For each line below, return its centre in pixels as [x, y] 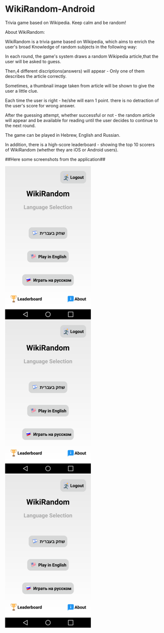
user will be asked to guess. [33, 61]
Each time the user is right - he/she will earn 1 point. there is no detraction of [82, 100]
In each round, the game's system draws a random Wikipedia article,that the [82, 56]
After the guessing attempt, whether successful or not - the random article [80, 115]
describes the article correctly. [36, 76]
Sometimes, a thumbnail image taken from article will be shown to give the [80, 86]
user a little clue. [22, 91]
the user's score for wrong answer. [40, 105]
